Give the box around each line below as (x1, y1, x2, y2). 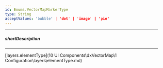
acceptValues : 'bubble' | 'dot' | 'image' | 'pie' (5, 16, 110, 21)
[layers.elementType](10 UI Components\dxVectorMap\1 (5, 52, 117, 58)
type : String (5, 12, 32, 17)
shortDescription (5, 35, 40, 41)
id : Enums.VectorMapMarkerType (5, 7, 68, 12)
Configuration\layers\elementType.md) (5, 58, 82, 64)
